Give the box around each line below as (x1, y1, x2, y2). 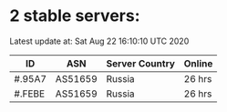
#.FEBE (14, 87, 46, 100)
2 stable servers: (9, 5, 140, 26)
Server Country (106, 56, 176, 69)
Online (183, 56, 213, 69)
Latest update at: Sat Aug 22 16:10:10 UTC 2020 (9, 36, 190, 46)
